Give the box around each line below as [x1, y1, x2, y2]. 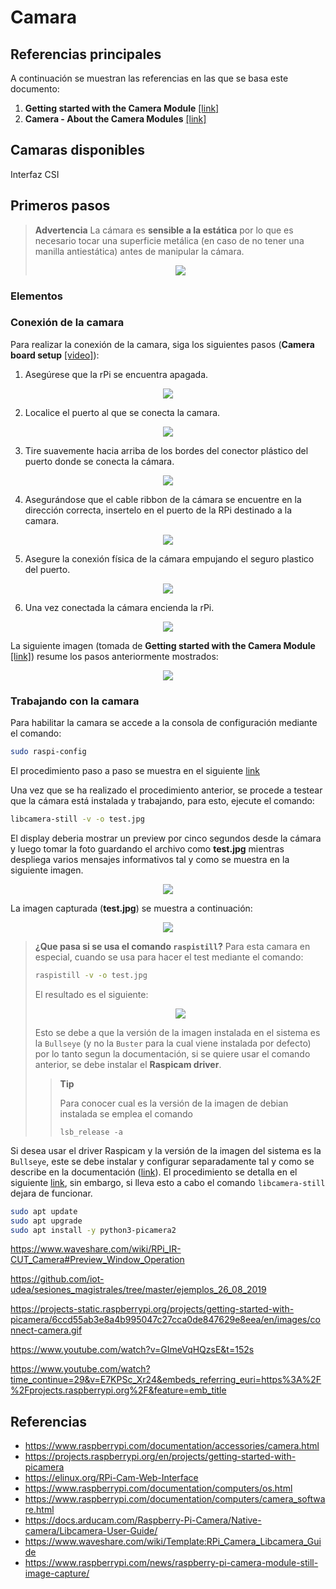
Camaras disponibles [10, 142, 146, 159]
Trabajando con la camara [10, 694, 140, 708]
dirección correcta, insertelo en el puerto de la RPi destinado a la [24, 504, 293, 516]
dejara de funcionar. [10, 1187, 93, 1199]
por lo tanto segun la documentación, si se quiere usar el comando [34, 1047, 311, 1060]
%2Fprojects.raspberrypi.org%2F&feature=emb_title [10, 1384, 227, 1396]
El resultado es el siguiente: [34, 988, 149, 1000]
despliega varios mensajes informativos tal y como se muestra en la [10, 853, 290, 865]
